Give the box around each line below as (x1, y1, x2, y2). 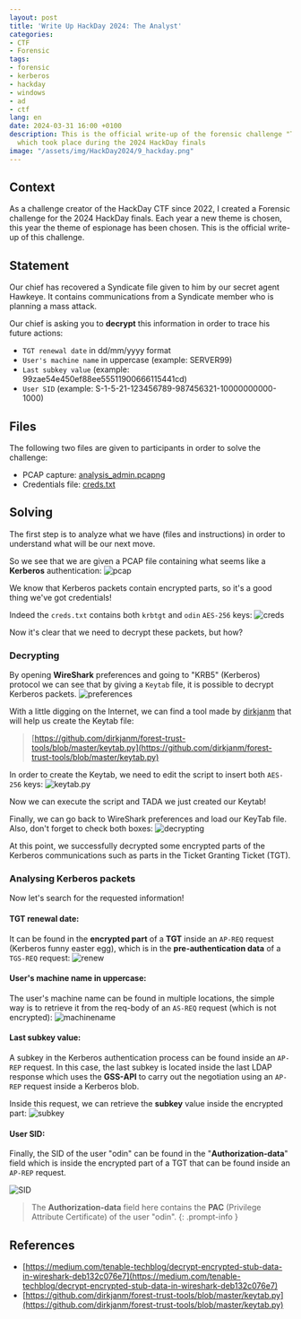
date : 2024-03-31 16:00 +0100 (9, 122, 123, 131)
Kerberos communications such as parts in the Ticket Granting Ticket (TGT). (9, 850, 291, 861)
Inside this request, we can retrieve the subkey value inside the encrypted (9, 1098, 284, 1109)
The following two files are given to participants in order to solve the (9, 443, 262, 454)
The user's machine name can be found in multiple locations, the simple (9, 993, 275, 1003)
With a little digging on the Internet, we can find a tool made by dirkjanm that (9, 706, 292, 717)
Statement (9, 257, 70, 273)
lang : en (9, 113, 42, 122)
